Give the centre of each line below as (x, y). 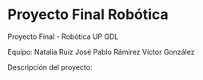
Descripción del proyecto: (50, 67)
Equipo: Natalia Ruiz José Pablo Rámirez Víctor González (101, 51)
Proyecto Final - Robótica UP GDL (63, 36)
